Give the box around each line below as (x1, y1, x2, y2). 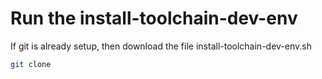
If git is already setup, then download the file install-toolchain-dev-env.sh (10, 40, 312, 52)
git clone (10, 59, 52, 69)
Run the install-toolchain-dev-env (10, 7, 298, 30)
